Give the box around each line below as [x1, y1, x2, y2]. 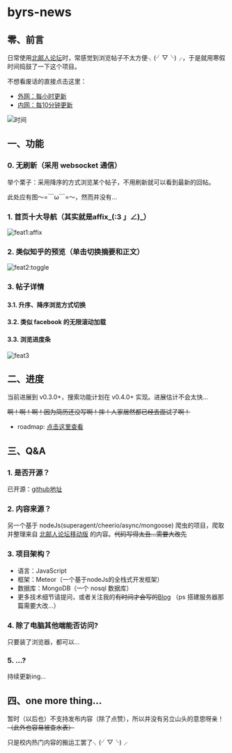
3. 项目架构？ [7, 549, 52, 559]
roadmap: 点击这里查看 [17, 423, 84, 431]
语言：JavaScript [17, 566, 68, 575]
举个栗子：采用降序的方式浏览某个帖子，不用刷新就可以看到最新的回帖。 [7, 177, 215, 186]
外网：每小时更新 [17, 92, 67, 100]
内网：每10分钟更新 [17, 101, 73, 109]
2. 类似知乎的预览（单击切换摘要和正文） [7, 247, 144, 256]
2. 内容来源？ [7, 504, 52, 514]
